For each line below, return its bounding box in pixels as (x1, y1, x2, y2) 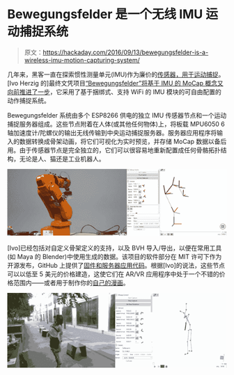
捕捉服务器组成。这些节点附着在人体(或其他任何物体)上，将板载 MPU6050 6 (7, 120, 225, 128)
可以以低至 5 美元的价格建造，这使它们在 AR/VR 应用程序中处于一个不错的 (7, 270, 219, 278)
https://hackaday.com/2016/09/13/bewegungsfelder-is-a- (42, 48, 209, 56)
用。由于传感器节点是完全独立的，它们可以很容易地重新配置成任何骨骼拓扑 (7, 145, 221, 154)
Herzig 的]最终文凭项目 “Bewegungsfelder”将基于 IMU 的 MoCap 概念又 (19, 79, 224, 87)
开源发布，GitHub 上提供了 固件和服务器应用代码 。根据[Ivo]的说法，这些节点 (7, 262, 225, 270)
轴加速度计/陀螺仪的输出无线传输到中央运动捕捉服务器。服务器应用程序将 (7, 128, 217, 136)
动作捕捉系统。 (7, 96, 50, 104)
